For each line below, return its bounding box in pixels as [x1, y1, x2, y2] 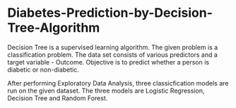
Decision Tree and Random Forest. [7, 93, 108, 102]
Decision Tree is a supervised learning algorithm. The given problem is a [7, 43, 218, 51]
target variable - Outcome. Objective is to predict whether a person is [7, 58, 210, 66]
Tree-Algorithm [7, 20, 100, 36]
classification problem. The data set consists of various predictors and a [7, 50, 218, 59]
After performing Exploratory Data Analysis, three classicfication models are [7, 79, 229, 87]
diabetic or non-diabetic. [7, 65, 80, 74]
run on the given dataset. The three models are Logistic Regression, [7, 86, 205, 95]
